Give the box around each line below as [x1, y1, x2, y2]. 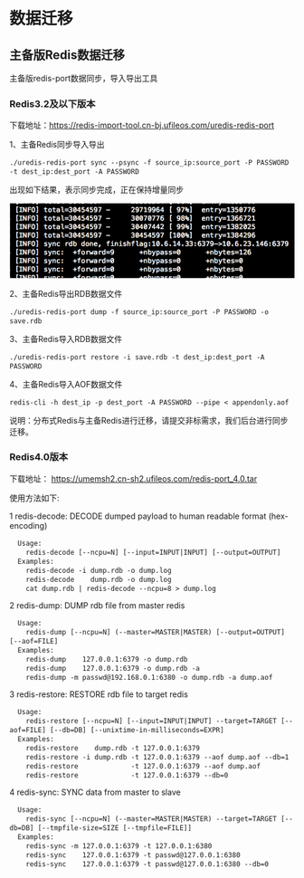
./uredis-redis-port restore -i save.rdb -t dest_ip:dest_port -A [9, 352, 265, 362]
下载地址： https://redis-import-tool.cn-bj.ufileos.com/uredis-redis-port [9, 119, 274, 131]
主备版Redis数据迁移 [9, 47, 125, 62]
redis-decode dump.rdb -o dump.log [25, 575, 172, 584]
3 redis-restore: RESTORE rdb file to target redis [9, 689, 188, 700]
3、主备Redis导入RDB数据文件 [9, 333, 123, 344]
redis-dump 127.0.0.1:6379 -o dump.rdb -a [25, 663, 201, 673]
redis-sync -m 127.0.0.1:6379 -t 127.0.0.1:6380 [25, 841, 213, 851]
